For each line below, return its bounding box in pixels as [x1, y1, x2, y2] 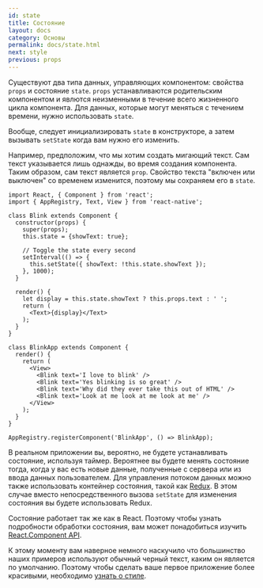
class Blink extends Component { [8, 212, 118, 220]
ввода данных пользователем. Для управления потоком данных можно [8, 472, 251, 482]
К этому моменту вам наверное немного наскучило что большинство [8, 545, 246, 555]
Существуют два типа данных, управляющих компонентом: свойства [8, 77, 244, 87]
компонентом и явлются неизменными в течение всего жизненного [8, 94, 239, 104]
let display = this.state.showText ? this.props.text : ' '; [22, 295, 227, 303]
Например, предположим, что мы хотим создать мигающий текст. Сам [8, 150, 250, 159]
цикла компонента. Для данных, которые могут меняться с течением [8, 102, 244, 112]
